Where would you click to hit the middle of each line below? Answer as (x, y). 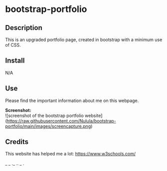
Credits (17, 142)
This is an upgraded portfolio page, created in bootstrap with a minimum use (84, 39)
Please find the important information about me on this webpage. (72, 100)
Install (15, 61)
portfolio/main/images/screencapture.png (48, 126)
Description (24, 28)
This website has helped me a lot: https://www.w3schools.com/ (71, 154)
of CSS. (13, 45)
